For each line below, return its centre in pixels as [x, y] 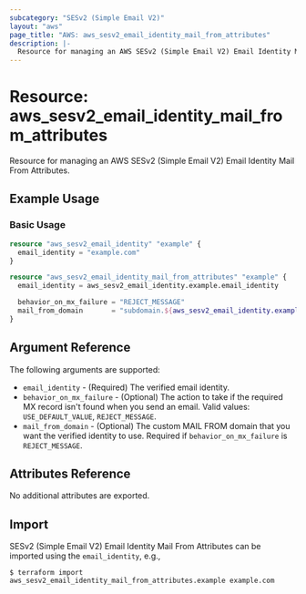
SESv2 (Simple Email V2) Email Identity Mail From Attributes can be [135, 547]
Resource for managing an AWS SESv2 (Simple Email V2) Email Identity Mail [152, 161]
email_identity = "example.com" [79, 252]
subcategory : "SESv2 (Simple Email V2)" [87, 18]
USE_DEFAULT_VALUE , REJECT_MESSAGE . [89, 416]
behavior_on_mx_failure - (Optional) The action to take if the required [153, 396]
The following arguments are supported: [85, 369]
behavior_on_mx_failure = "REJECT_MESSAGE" [101, 302]
